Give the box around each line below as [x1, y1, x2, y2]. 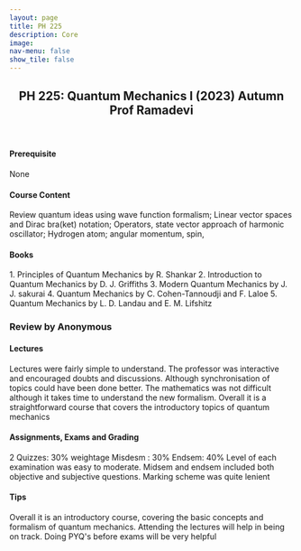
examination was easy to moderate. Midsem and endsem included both [9, 462, 275, 472]
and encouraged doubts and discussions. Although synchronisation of [9, 372, 270, 384]
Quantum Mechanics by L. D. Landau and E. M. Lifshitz [9, 298, 213, 309]
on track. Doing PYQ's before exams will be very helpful [9, 530, 217, 542]
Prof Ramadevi [109, 103, 194, 118]
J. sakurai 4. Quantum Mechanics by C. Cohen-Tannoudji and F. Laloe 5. [9, 288, 278, 299]
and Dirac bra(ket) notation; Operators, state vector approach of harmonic [9, 219, 285, 230]
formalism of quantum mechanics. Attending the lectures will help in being [9, 521, 286, 532]
